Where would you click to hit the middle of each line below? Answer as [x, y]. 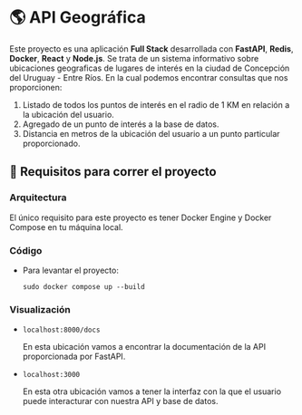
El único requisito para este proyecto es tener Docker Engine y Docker [141, 217]
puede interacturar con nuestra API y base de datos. [120, 401]
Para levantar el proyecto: [71, 270]
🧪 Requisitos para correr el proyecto [113, 172]
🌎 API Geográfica [78, 18]
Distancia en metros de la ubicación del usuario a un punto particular [151, 133]
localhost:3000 [51, 375]
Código [26, 250]
